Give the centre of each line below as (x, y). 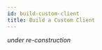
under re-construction (39, 40)
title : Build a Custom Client (51, 20)
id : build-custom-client (43, 14)
